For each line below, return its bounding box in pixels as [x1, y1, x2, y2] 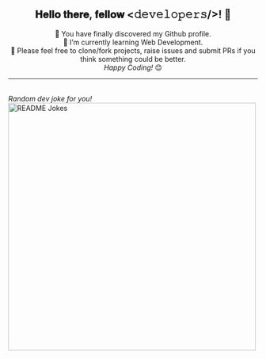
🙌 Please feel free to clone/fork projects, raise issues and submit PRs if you [10, 45, 256, 55]
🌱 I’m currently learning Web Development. [63, 37, 203, 47]
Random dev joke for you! [8, 94, 93, 103]
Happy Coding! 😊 [104, 63, 162, 72]
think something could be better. [80, 54, 186, 63]
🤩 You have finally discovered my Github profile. [55, 29, 211, 38]
